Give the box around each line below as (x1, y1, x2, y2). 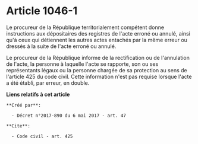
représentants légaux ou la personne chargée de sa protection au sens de (6, 66, 187, 73)
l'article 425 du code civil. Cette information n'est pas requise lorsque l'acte (6, 73, 192, 80)
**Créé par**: (6, 102, 42, 108)
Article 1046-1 (6, 4, 78, 18)
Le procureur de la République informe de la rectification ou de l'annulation (6, 54, 190, 61)
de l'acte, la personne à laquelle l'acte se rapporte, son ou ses (6, 60, 159, 68)
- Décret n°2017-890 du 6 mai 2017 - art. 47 (11, 113, 127, 119)
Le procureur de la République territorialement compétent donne (6, 24, 165, 31)
